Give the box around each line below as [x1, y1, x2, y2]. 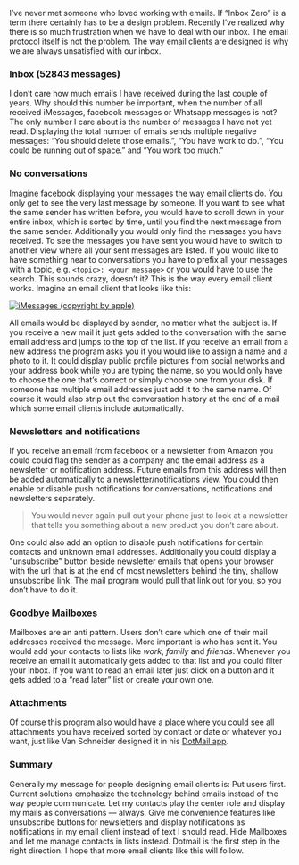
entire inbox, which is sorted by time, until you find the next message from [9, 216, 282, 227]
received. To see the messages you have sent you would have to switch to [9, 235, 283, 246]
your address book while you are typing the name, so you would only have [9, 365, 283, 375]
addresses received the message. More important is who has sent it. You [9, 636, 278, 647]
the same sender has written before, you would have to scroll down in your [9, 206, 284, 217]
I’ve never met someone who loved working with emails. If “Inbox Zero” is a [9, 8, 287, 18]
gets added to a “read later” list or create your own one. [9, 675, 214, 685]
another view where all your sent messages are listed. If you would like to [9, 245, 279, 256]
